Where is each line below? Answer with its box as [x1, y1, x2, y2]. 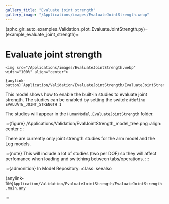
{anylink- [5, 175, 24, 181]
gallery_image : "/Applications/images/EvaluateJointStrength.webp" [5, 12, 150, 17]
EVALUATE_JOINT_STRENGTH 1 [5, 102, 62, 107]
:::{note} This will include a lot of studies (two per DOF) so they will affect [5, 151, 157, 157]
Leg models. [5, 141, 31, 147]
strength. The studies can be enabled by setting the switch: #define [5, 97, 145, 103]
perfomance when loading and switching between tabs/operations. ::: [5, 156, 149, 162]
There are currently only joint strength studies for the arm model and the [5, 136, 155, 142]
